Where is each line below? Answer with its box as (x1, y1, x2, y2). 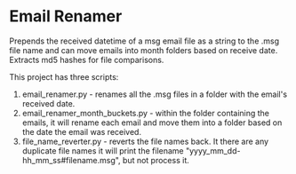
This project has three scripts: (9, 71, 119, 82)
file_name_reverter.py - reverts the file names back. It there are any (21, 136, 269, 146)
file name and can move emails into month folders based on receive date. (9, 44, 278, 55)
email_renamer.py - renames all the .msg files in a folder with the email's (21, 89, 287, 99)
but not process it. (123, 154, 189, 165)
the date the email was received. (21, 126, 142, 137)
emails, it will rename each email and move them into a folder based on (21, 117, 283, 128)
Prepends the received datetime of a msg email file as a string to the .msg (9, 36, 280, 46)
